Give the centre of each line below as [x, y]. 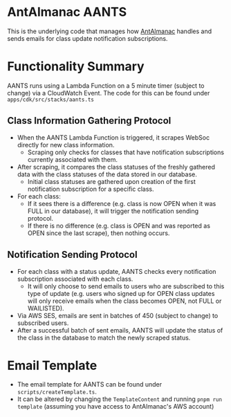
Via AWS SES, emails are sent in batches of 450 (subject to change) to [118, 315]
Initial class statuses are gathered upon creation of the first [111, 181]
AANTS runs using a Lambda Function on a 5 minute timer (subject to [106, 85]
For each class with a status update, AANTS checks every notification [117, 271]
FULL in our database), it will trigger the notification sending [113, 211]
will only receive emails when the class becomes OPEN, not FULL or [124, 301]
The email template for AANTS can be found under [90, 384]
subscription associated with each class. [75, 279]
